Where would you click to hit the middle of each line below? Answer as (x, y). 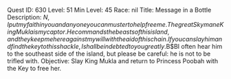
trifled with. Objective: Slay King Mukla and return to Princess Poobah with (113, 61)
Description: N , (29, 17)
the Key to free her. (34, 68)
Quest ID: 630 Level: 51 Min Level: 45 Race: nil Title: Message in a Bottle (109, 10)
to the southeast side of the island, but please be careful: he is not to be (109, 54)
